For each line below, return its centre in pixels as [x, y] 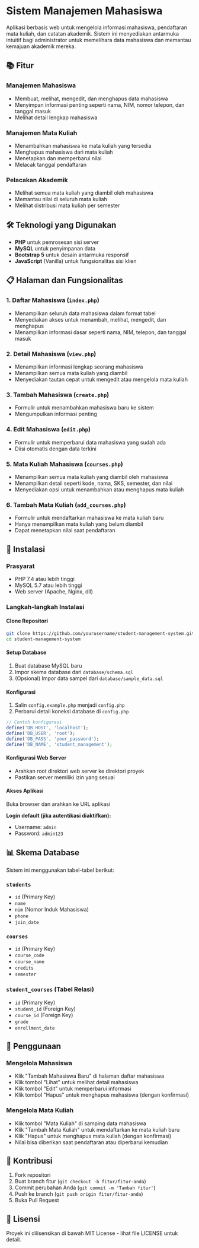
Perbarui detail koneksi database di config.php [72, 712]
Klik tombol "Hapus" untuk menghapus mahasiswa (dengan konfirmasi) [102, 1095]
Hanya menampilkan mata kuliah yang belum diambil [79, 524]
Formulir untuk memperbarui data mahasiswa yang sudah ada [90, 442]
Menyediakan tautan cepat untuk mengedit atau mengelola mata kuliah [101, 380]
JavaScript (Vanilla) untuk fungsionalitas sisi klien [76, 261]
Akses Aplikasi [25, 791]
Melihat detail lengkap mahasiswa [56, 118]
